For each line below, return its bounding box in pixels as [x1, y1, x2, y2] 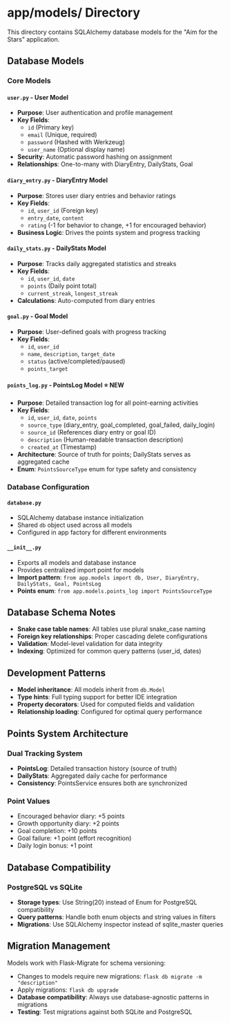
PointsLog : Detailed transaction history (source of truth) [17, 764, 178, 772]
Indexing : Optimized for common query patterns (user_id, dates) [17, 647, 202, 656]
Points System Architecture [7, 728, 129, 740]
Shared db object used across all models [17, 521, 133, 530]
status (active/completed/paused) [27, 357, 126, 365]
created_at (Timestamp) [27, 443, 97, 451]
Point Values [7, 796, 50, 805]
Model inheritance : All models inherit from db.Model [17, 685, 166, 694]
